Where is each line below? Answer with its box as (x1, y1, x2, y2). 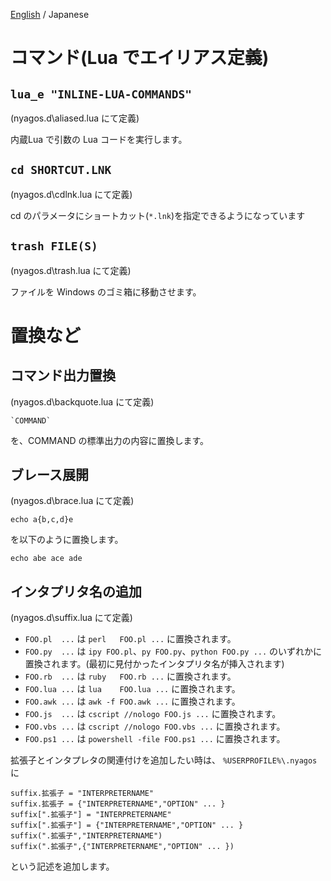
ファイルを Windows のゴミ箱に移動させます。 (10, 285, 202, 298)
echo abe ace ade (10, 554, 83, 564)
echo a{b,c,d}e (10, 515, 74, 525)
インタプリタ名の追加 (10, 583, 142, 600)
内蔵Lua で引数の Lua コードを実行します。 (10, 134, 188, 145)
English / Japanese (10, 9, 90, 20)
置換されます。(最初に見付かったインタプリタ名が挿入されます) (24, 658, 285, 670)
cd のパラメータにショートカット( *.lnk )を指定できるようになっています (10, 209, 306, 221)
